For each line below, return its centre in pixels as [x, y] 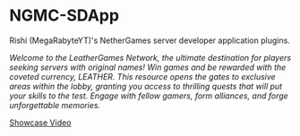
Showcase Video [40, 123]
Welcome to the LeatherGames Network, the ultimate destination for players [150, 57]
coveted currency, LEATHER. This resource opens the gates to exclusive [142, 76]
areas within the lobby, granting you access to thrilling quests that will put [146, 86]
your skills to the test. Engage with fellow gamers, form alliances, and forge [149, 96]
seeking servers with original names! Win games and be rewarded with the [148, 67]
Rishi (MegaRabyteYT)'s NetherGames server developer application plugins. [150, 40]
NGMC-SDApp [64, 16]
